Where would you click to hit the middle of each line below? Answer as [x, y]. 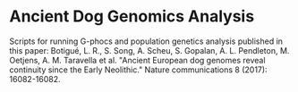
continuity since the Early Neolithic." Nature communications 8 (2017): [138, 70]
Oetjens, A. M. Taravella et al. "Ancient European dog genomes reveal [137, 60]
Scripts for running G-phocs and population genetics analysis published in [146, 41]
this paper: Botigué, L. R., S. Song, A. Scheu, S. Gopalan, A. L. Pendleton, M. [149, 50]
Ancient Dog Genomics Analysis [132, 17]
